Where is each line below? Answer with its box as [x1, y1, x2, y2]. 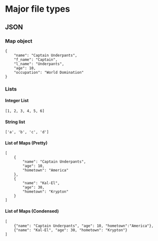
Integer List [5, 98, 29, 104]
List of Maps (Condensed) [5, 208, 59, 214]
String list [5, 119, 25, 125]
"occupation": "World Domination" [14, 70, 84, 75]
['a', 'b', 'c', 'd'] [5, 130, 49, 135]
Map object [5, 38, 33, 44]
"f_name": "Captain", [14, 57, 58, 62]
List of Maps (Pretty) [5, 140, 48, 146]
